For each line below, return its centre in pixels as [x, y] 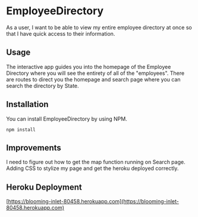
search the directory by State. [43, 86]
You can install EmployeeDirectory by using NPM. [67, 119]
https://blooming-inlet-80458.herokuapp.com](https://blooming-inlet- [94, 202]
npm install [21, 130]
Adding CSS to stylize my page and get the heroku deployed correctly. [92, 168]
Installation [27, 104]
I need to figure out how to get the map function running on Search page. [96, 162]
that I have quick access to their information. [61, 33]
